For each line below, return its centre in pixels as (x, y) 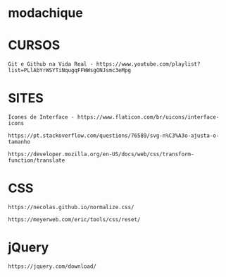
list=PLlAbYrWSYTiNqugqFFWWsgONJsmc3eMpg (70, 71)
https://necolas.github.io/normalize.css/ (71, 207)
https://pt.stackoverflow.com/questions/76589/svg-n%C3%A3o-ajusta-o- (114, 136)
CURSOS (34, 46)
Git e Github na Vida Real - (51, 64)
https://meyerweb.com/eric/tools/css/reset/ (74, 220)
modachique (45, 13)
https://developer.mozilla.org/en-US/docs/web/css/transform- (101, 154)
